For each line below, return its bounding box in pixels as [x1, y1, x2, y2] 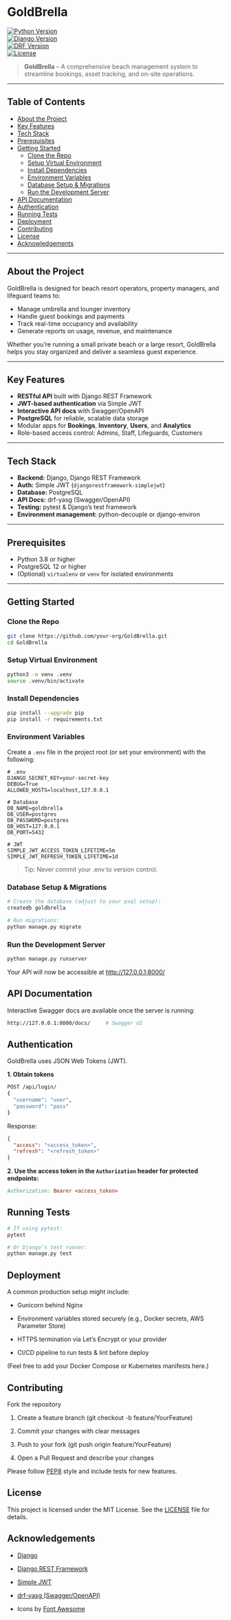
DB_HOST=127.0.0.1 [7, 823, 60, 830]
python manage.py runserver [7, 955, 88, 962]
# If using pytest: [7, 1224, 63, 1232]
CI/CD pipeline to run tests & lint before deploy [16, 1349, 149, 1357]
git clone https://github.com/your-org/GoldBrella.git [7, 632, 168, 639]
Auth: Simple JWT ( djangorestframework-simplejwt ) [16, 481, 165, 489]
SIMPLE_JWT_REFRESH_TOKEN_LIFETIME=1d [7, 853, 118, 860]
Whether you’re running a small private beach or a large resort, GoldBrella [7, 340, 217, 349]
